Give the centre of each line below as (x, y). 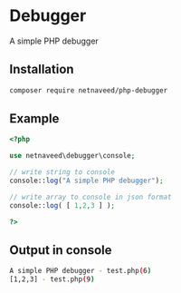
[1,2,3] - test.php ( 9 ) (52, 279)
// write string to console (62, 172)
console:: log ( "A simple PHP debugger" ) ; (87, 181)
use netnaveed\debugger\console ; (72, 156)
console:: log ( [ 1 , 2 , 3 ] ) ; (62, 205)
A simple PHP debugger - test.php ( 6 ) (81, 271)
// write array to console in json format (90, 197)
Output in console (61, 250)
